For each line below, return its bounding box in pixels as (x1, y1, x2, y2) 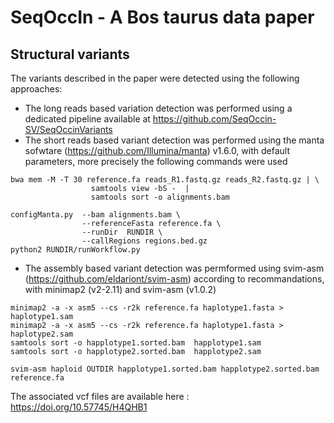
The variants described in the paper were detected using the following (10, 72, 300, 84)
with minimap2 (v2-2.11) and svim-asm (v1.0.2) (24, 284, 217, 295)
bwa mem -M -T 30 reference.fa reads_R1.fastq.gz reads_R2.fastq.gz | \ (10, 175, 320, 185)
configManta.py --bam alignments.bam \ (10, 210, 182, 220)
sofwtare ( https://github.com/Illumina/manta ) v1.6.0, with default (24, 145, 290, 156)
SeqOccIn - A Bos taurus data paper (10, 6, 315, 29)
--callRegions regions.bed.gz (81, 236, 208, 246)
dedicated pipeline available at (24, 113, 151, 125)
